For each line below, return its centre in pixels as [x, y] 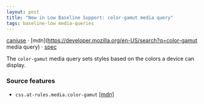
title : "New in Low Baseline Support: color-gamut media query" [90, 18]
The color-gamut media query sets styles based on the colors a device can [100, 59]
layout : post [23, 12]
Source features [31, 81]
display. [16, 65]
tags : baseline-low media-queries [50, 23]
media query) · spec [31, 47]
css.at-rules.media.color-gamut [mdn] [64, 94]
